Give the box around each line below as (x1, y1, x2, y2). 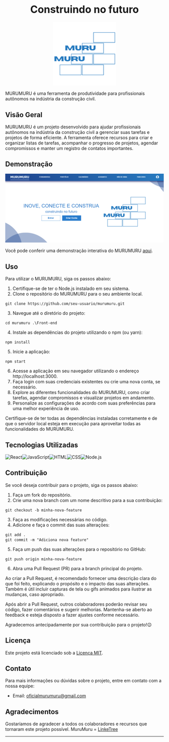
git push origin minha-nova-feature (5, 557, 82, 562)
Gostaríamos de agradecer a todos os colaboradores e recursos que (5, 721, 147, 727)
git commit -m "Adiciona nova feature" (5, 537, 89, 542)
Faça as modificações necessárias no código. (12, 516, 108, 522)
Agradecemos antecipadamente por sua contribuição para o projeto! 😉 (5, 621, 152, 627)
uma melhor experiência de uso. (12, 406, 79, 412)
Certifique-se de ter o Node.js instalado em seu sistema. (12, 285, 130, 291)
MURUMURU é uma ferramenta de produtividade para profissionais (5, 90, 145, 96)
